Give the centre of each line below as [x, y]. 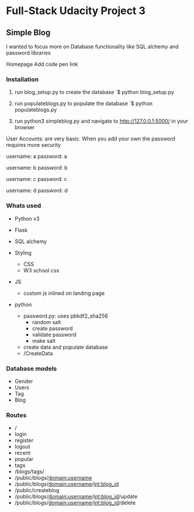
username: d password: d [37, 191]
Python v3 [27, 218]
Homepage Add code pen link [42, 64]
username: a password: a [37, 156]
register [24, 440]
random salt [47, 322]
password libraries [28, 53]
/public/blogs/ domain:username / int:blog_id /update [76, 497]
